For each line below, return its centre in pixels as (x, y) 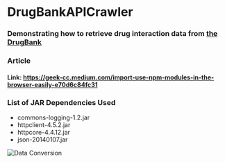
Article (19, 61)
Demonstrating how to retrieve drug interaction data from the (112, 34)
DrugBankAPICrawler (70, 12)
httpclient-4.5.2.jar (44, 124)
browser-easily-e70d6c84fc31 (53, 84)
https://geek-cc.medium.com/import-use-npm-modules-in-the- (119, 77)
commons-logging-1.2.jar (53, 117)
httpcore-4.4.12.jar (44, 132)
